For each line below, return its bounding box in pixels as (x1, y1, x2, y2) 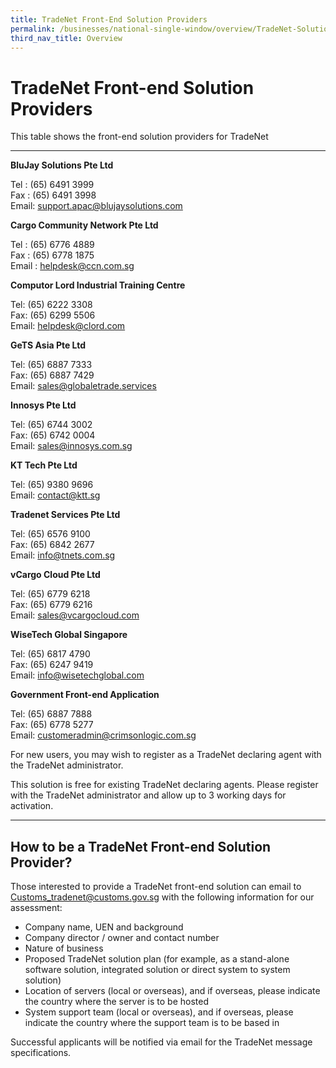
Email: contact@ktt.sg (10, 489, 101, 501)
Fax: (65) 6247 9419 (10, 659, 94, 671)
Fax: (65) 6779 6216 (10, 599, 93, 611)
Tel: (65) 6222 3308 (10, 299, 93, 311)
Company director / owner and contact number (24, 932, 220, 944)
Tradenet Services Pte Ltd (10, 509, 121, 521)
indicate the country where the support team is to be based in (24, 1017, 280, 1029)
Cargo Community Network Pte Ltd (10, 219, 159, 231)
